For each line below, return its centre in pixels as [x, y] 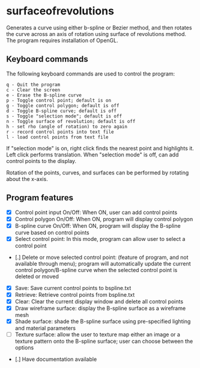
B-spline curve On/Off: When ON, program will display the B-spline [98, 225]
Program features [40, 198]
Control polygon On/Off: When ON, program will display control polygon [104, 219]
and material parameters [45, 328]
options [24, 348]
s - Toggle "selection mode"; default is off [64, 116]
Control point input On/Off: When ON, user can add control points [96, 212]
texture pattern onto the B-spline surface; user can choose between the [104, 341]
